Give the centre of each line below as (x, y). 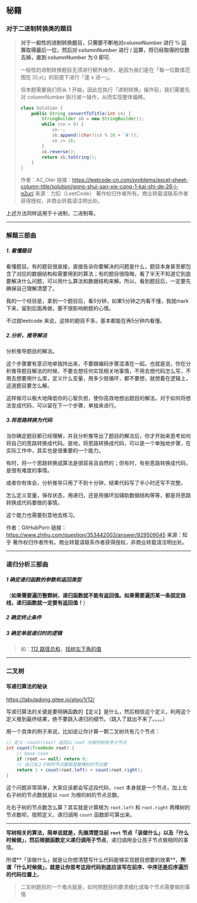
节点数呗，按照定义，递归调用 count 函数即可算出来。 (71, 814)
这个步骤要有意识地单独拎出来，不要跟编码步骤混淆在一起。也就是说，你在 (96, 364)
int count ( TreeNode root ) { (40, 748)
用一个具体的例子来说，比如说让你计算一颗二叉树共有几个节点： (83, 732)
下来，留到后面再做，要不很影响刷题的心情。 (60, 308)
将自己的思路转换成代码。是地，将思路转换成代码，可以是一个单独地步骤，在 (98, 443)
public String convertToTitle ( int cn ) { (81, 113)
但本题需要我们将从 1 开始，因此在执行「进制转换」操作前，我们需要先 (105, 89)
